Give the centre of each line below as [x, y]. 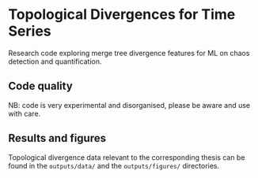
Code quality [40, 86]
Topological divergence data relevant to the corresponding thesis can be [127, 157]
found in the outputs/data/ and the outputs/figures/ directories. [114, 165]
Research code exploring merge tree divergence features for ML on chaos [129, 53]
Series [30, 31]
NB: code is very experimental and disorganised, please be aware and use [129, 105]
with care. [25, 113]
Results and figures [57, 138]
